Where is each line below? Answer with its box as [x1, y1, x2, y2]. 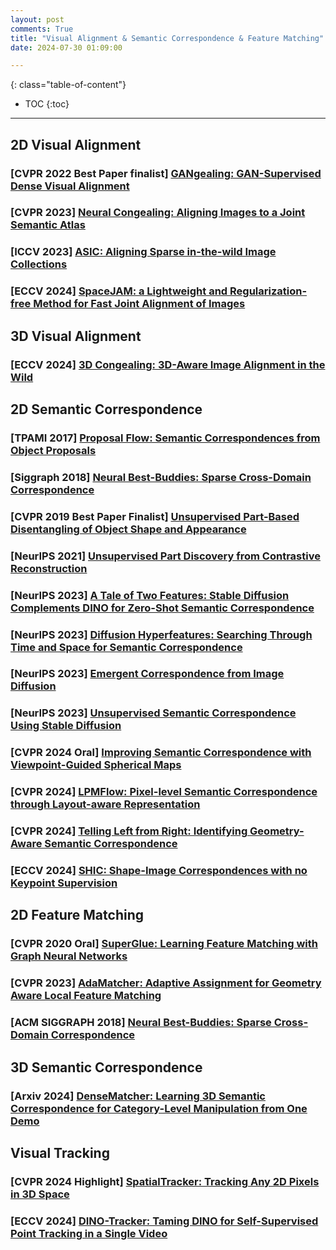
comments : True [10, 24, 74, 34]
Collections [10, 257, 68, 271]
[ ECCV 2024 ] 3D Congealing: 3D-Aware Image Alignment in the [10, 357, 326, 371]
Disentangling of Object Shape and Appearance [10, 522, 247, 536]
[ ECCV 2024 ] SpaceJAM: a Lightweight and [10, 284, 228, 298]
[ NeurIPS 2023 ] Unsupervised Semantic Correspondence [10, 706, 297, 720]
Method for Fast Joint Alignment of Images [33, 297, 246, 311]
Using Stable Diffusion [10, 719, 122, 733]
